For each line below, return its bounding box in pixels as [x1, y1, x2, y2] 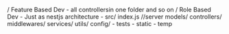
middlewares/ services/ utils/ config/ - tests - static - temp [7, 20, 173, 27]
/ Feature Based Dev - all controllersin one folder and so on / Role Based [7, 6, 211, 13]
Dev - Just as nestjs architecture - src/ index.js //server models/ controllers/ [7, 13, 222, 21]
